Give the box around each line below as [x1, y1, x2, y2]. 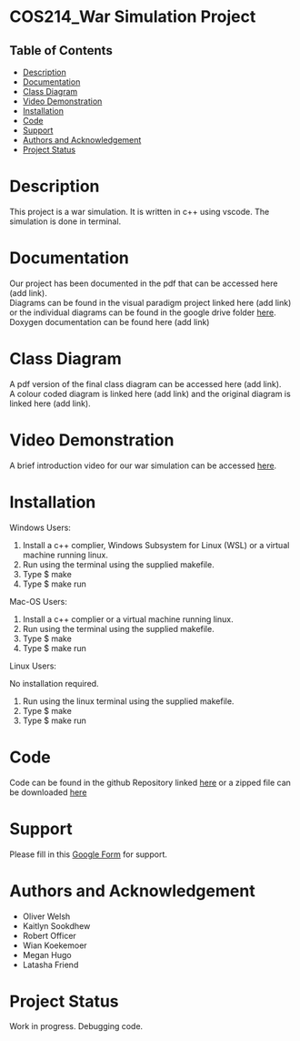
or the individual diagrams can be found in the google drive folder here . [9, 307, 276, 318]
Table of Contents [9, 43, 114, 58]
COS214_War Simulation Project [9, 6, 256, 27]
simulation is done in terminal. [9, 216, 122, 227]
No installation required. [9, 678, 99, 689]
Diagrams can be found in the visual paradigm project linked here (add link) [9, 297, 292, 308]
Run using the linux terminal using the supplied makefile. [22, 695, 235, 707]
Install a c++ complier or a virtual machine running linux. [22, 613, 234, 625]
